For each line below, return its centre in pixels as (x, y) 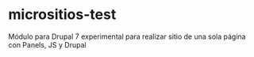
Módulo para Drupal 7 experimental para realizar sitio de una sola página (127, 36)
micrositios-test (62, 15)
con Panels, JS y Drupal (47, 44)
